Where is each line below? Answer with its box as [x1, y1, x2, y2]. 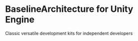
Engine [5, 14, 35, 25]
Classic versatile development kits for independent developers [5, 30, 133, 36]
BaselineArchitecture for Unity [5, 3, 134, 15]
